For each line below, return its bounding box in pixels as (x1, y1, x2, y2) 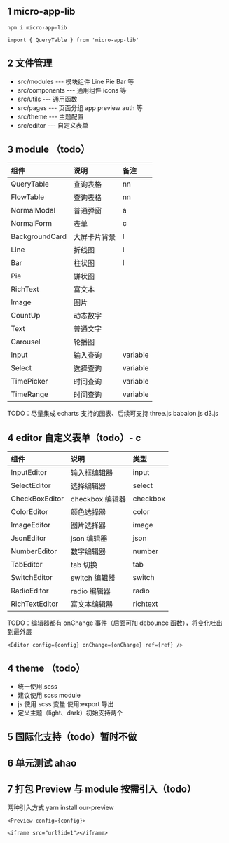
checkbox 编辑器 (70, 494, 126, 504)
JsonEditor (11, 533, 47, 543)
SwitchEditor (11, 573, 53, 583)
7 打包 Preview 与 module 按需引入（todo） (7, 783, 197, 795)
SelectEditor (11, 480, 51, 490)
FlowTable (11, 192, 45, 202)
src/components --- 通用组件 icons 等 (17, 86, 127, 94)
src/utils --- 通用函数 (17, 95, 78, 103)
